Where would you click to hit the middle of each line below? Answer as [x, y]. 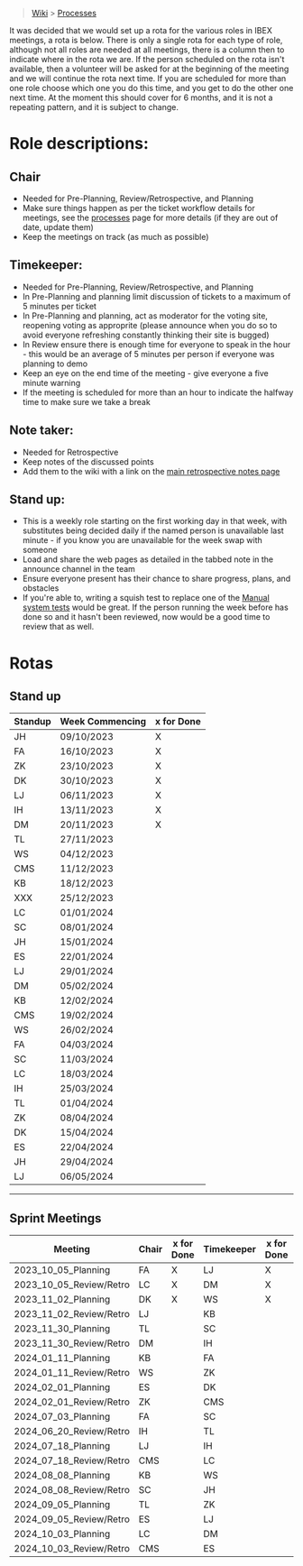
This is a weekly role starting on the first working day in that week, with [154, 521]
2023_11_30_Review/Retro [72, 1343]
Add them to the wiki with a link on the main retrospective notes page [151, 471]
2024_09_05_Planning [62, 1505]
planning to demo [55, 364]
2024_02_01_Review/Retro [72, 1402]
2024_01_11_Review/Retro [72, 1373]
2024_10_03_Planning [62, 1534]
